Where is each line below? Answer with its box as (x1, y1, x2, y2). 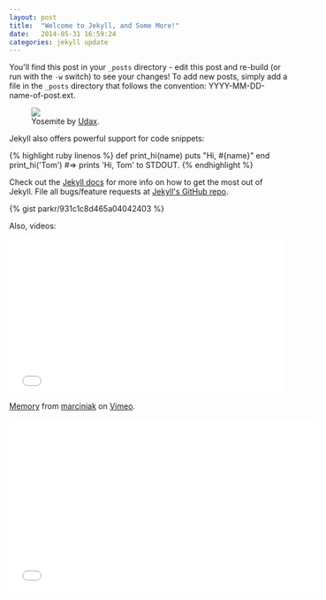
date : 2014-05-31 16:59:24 (9, 29, 117, 38)
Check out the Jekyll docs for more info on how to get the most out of (9, 177, 263, 188)
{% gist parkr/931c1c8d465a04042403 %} (9, 204, 165, 214)
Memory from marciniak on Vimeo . (9, 401, 135, 412)
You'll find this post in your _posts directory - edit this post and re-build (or (9, 62, 281, 73)
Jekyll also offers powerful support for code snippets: (9, 134, 205, 144)
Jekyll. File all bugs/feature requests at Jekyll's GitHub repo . (9, 187, 229, 197)
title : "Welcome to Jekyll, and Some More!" (9, 21, 179, 30)
